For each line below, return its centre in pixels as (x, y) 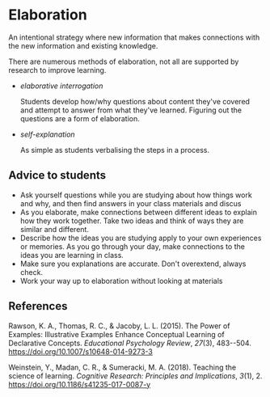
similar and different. (54, 229)
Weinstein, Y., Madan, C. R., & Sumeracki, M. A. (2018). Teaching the (122, 367)
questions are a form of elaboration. (80, 118)
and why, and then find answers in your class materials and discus (131, 203)
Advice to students (57, 175)
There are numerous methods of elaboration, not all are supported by (124, 61)
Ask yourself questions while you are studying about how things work (136, 195)
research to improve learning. (57, 70)
